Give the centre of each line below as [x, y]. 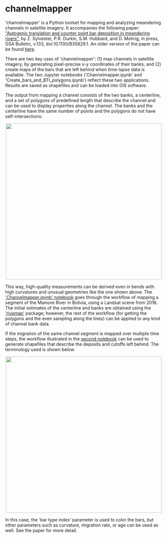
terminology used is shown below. [40, 349]
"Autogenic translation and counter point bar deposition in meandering [78, 33]
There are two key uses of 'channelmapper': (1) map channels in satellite [80, 58]
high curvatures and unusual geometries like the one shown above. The [79, 292]
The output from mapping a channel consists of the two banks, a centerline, [83, 95]
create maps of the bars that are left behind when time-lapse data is [75, 69]
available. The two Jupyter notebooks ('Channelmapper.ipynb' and [74, 74]
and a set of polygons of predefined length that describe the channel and [81, 100]
